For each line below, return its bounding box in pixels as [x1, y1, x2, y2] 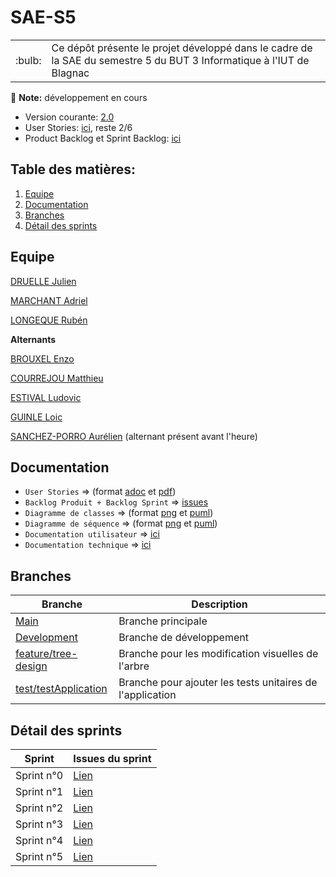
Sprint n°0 [15, 769, 64, 782]
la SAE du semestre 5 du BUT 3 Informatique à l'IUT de [51, 53, 310, 67]
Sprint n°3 [15, 817, 64, 831]
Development [15, 631, 78, 645]
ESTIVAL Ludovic [10, 391, 82, 403]
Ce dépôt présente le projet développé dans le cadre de [51, 41, 313, 55]
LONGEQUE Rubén [10, 314, 88, 326]
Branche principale [118, 614, 208, 628]
